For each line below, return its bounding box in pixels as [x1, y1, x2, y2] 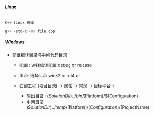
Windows [5, 39, 25, 45]
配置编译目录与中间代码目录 [12, 52, 68, 58]
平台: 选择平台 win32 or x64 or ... [19, 72, 85, 78]
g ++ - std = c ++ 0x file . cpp [5, 29, 55, 34]
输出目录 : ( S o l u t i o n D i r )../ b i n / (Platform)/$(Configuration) [26, 93, 139, 99]
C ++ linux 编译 [5, 20, 34, 25]
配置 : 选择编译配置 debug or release [19, 62, 92, 68]
